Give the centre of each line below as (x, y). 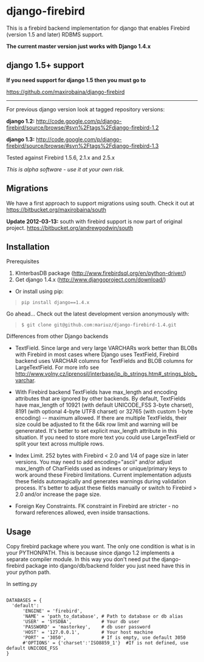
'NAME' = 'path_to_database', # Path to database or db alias (103, 616)
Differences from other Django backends (57, 336)
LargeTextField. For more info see (57, 367)
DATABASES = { (24, 601)
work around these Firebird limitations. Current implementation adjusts (103, 475)
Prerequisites (23, 261)
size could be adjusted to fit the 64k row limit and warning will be (96, 424)
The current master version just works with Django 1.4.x (79, 46)
